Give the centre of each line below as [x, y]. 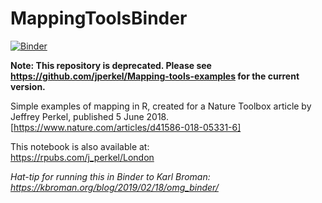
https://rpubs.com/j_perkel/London [82, 157]
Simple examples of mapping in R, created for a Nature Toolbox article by [161, 106]
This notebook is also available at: [80, 146]
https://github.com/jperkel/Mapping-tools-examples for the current [155, 76]
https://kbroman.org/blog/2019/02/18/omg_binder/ [114, 187]
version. [28, 86]
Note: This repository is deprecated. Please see [111, 65]
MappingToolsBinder [99, 18]
